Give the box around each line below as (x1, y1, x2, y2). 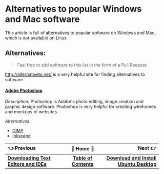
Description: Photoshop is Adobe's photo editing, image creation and (5, 98, 144, 104)
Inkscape (12, 133, 31, 139)
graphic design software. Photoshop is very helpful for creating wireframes (5, 104, 156, 109)
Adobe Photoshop (5, 87, 42, 93)
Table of (73, 155, 93, 161)
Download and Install (106, 155, 157, 161)
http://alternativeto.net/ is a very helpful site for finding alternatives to (5, 71, 145, 77)
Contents (71, 160, 94, 167)
